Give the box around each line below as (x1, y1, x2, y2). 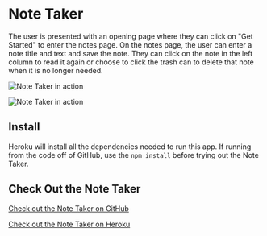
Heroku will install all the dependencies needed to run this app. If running (8, 142, 252, 151)
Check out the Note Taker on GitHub (8, 203, 129, 213)
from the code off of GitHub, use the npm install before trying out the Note (8, 150, 260, 159)
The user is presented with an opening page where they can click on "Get (8, 31, 253, 41)
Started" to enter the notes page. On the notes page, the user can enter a (8, 39, 252, 49)
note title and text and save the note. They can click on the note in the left (8, 48, 252, 58)
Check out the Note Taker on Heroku (8, 219, 131, 229)
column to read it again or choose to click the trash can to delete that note (8, 57, 254, 67)
